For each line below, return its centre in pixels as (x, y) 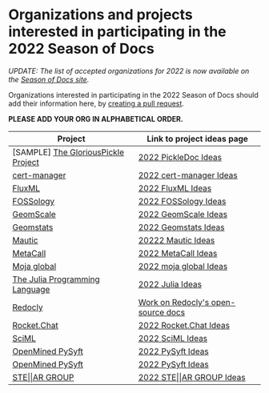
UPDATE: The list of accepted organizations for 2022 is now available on (129, 70)
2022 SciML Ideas (173, 338)
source (151, 312)
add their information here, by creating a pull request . (96, 103)
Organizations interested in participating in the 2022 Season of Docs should (133, 94)
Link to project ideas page (197, 138)
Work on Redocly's (174, 302)
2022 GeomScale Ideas (183, 214)
